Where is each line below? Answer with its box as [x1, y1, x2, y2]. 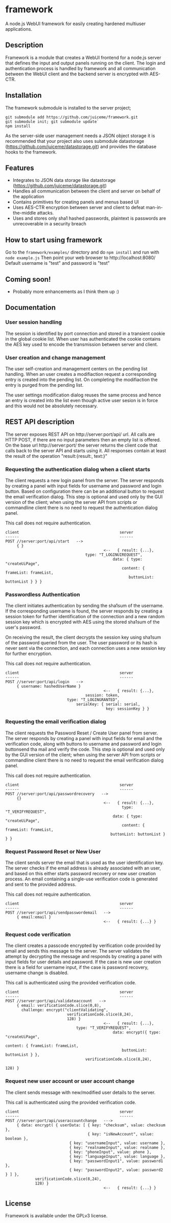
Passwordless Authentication [5, 591, 80, 598]
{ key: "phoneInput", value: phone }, [69, 1149, 152, 1154]
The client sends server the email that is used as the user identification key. [5, 859, 164, 866]
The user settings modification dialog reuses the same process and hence [5, 392, 161, 398]
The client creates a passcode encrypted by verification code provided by [5, 942, 161, 948]
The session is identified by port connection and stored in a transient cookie [5, 330, 165, 336]
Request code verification [5, 931, 71, 938]
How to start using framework [5, 236, 103, 244]
